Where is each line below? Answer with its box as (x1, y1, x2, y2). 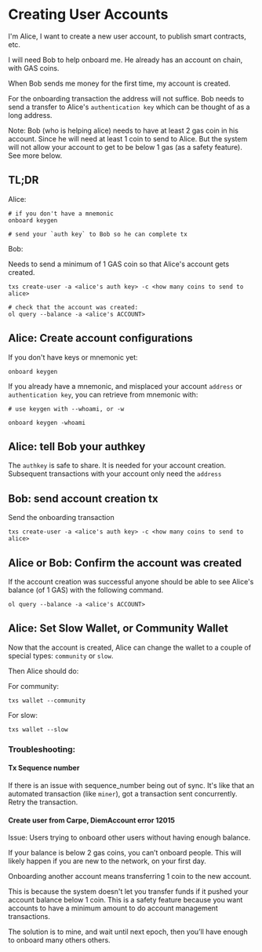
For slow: (8, 710, 38, 719)
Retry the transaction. (8, 797, 78, 807)
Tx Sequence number (8, 763, 80, 773)
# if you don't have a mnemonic (8, 210, 114, 218)
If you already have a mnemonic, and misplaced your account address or (8, 381, 243, 390)
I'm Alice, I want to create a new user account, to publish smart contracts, (8, 31, 247, 41)
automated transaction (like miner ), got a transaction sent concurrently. (8, 789, 238, 798)
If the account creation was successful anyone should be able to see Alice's (8, 577, 254, 586)
